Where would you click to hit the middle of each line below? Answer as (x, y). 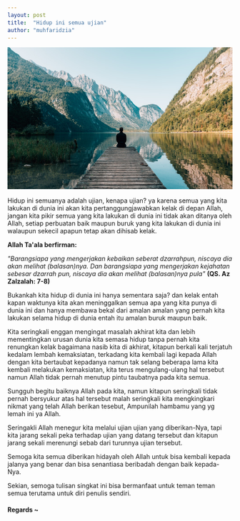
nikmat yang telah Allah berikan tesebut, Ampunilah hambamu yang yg (111, 406)
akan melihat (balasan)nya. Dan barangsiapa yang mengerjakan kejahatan (119, 266)
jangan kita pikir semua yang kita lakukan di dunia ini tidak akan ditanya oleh (120, 216)
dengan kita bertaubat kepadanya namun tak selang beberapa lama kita (113, 362)
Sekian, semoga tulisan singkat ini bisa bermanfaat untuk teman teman (111, 486)
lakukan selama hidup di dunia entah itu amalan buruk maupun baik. (107, 318)
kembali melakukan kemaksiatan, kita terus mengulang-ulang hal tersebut (116, 370)
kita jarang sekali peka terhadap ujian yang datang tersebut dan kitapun (113, 435)
